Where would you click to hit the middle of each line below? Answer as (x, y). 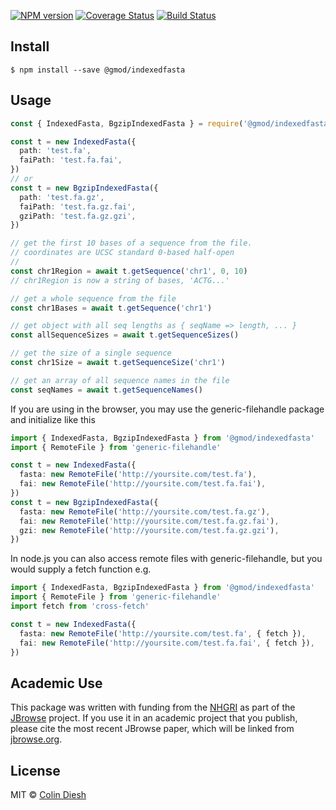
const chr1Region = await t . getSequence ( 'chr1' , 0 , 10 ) (129, 271)
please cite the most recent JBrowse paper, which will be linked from (152, 729)
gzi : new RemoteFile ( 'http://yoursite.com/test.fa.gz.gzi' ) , (149, 530)
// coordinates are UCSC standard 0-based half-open (122, 253)
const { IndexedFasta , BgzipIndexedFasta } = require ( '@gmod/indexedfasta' (171, 123)
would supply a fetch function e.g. (81, 569)
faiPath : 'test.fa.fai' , (71, 160)
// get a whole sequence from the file (93, 298)
